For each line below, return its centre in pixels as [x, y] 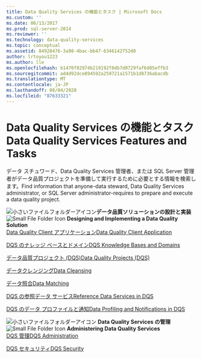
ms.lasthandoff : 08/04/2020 [42, 90]
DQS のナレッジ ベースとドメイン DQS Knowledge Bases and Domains [93, 245]
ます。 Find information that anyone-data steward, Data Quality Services [95, 186]
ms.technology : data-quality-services [55, 40]
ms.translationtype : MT [36, 79]
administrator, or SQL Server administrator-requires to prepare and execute [99, 193]
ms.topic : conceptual [33, 46]
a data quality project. [33, 199]
